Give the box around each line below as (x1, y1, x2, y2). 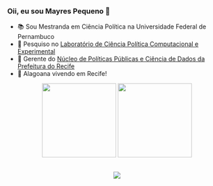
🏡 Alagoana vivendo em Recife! (17, 70, 107, 78)
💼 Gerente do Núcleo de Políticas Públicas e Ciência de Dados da (17, 55, 205, 63)
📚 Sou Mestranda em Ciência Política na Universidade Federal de (17, 22, 207, 31)
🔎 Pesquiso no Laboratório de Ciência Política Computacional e (17, 40, 199, 48)
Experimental (17, 47, 56, 56)
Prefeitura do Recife (17, 62, 75, 70)
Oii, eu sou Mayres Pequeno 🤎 (7, 6, 110, 16)
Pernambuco (17, 33, 54, 41)
